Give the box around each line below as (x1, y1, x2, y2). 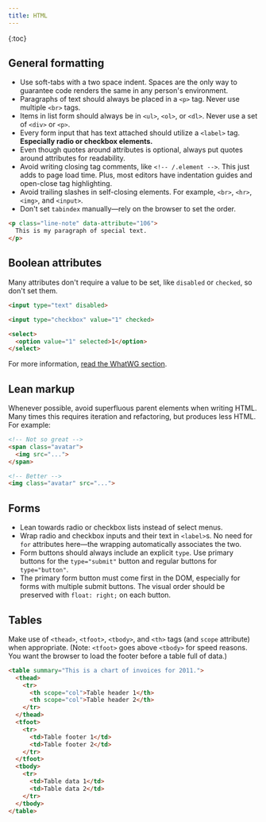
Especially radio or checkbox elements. (19, 137, 153, 146)
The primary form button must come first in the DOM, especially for (19, 573, 241, 583)
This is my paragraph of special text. (15, 227, 148, 235)
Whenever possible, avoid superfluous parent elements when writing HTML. (8, 403, 257, 413)
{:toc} (8, 33, 27, 43)
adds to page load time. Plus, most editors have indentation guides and (19, 170, 253, 180)
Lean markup (8, 382, 75, 396)
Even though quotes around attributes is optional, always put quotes (19, 145, 244, 155)
